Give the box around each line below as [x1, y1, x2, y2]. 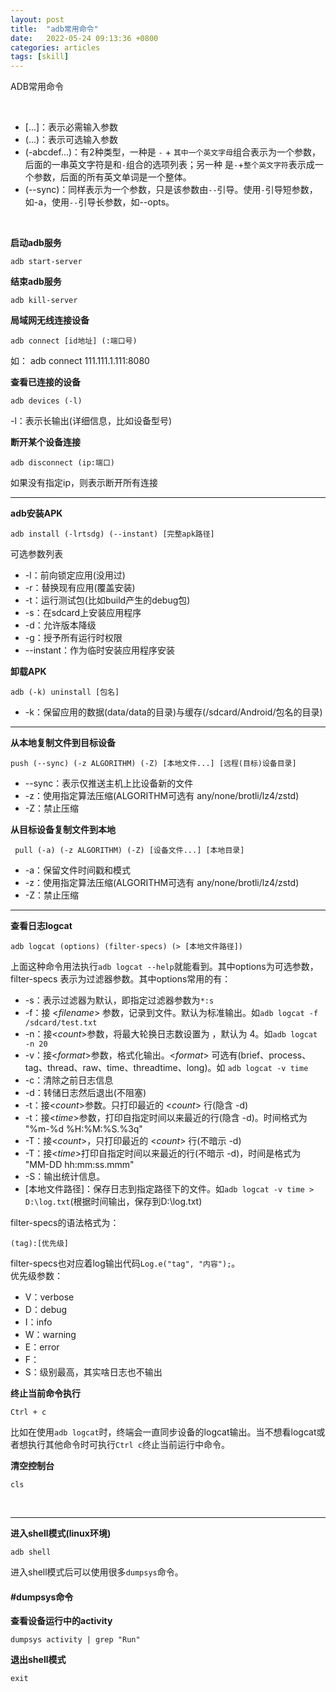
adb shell [10, 1547, 52, 1558]
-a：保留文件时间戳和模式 [24, 864, 132, 876]
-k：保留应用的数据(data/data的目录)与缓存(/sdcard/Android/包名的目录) [24, 706, 323, 718]
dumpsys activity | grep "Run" [10, 1635, 141, 1645]
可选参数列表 [10, 548, 63, 560]
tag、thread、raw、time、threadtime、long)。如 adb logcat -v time [24, 1062, 309, 1074]
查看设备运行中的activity [10, 1615, 113, 1627]
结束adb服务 [10, 276, 62, 288]
